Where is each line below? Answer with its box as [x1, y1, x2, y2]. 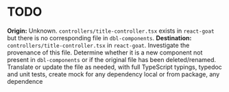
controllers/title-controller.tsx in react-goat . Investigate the [7, 41, 190, 49]
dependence [7, 77, 43, 85]
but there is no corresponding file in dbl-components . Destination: [7, 33, 192, 42]
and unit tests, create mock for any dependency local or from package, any [7, 70, 220, 78]
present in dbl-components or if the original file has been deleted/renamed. [7, 55, 217, 63]
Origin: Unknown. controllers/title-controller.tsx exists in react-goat [7, 27, 215, 35]
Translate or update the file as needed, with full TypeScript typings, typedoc [7, 63, 223, 71]
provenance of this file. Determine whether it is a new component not [7, 48, 203, 57]
